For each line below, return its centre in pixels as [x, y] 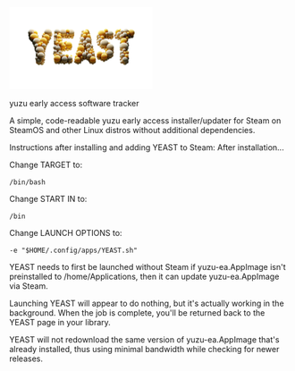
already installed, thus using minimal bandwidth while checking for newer [144, 350]
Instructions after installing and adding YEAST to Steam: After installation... [147, 148]
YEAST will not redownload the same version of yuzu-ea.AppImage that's [144, 340]
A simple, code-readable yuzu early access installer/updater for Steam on [145, 121]
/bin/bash [28, 182]
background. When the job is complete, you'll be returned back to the [137, 313]
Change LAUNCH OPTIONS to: [66, 233]
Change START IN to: [48, 199]
